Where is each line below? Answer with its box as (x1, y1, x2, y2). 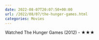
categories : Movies (5, 16, 45, 21)
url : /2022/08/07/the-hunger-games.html (5, 12, 88, 17)
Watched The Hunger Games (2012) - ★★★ (5, 30, 95, 36)
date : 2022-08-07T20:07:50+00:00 (5, 7, 73, 12)
